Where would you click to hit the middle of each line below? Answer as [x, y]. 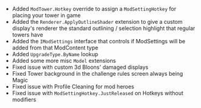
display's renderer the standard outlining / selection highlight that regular [104, 28]
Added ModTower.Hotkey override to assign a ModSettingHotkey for [94, 9]
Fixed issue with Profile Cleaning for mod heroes [73, 87]
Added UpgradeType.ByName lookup [55, 54]
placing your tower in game [46, 15]
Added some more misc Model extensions [64, 61]
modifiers [24, 99]
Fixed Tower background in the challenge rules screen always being [97, 74]
